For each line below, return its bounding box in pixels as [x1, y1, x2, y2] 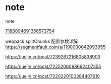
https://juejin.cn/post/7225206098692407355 [5, 63, 101, 69]
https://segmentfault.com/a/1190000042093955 [5, 44, 106, 50]
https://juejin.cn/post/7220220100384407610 [5, 73, 100, 79]
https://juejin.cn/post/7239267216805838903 [5, 53, 101, 59]
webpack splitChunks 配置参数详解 [5, 38, 78, 44]
